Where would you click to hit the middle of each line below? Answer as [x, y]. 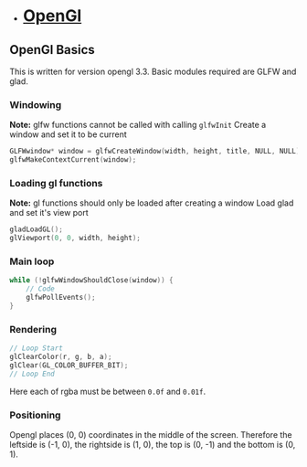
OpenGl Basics [53, 50]
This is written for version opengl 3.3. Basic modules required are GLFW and [153, 71]
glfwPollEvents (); [61, 298]
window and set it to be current [69, 134]
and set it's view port [49, 213]
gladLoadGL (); [37, 229]
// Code [40, 289]
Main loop [32, 261]
